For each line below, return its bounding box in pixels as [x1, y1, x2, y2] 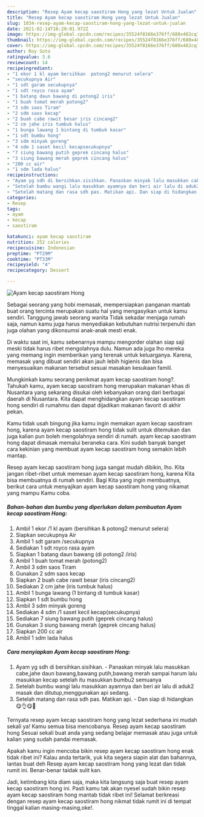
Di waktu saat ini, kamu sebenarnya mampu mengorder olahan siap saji [7, 338, 185, 346]
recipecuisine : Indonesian [7, 244, 75, 251]
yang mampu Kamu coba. [7, 490, 71, 496]
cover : [7, 43, 24, 49]
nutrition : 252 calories [7, 239, 70, 245]
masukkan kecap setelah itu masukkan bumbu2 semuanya [15, 676, 162, 683]
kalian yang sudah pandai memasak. [7, 735, 98, 743]
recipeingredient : [7, 65, 53, 71]
